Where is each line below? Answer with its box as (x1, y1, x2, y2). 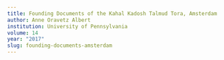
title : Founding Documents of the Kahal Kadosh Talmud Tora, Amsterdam (7, 10, 217, 17)
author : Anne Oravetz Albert (7, 17, 91, 23)
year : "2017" (7, 36, 45, 43)
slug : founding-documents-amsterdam (7, 42, 112, 49)
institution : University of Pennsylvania (7, 23, 128, 30)
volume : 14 (7, 29, 39, 37)
